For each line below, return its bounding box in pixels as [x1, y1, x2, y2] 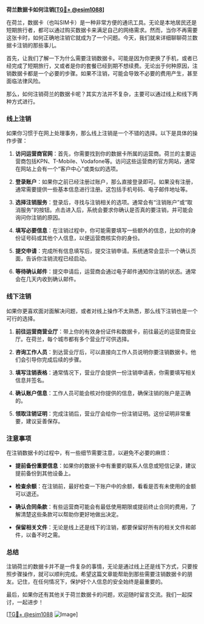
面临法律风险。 [6, 77, 44, 85]
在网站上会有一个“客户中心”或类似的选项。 [15, 165, 121, 173]
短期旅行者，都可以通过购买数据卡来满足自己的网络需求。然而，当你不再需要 [6, 27, 198, 33]
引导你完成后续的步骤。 [25, 356, 85, 363]
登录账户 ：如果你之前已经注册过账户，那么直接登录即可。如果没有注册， [15, 178, 196, 185]
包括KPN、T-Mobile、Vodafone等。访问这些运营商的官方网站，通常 [25, 158, 195, 165]
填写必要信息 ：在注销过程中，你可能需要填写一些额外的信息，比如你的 [15, 227, 191, 234]
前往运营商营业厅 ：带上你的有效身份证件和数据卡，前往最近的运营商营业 [15, 328, 196, 335]
